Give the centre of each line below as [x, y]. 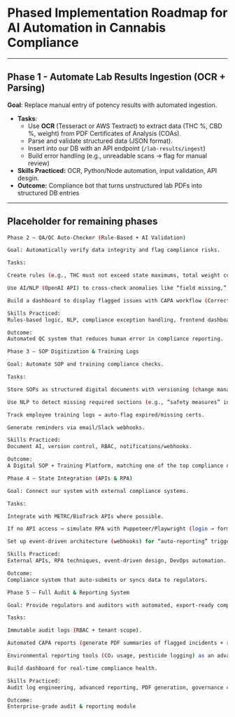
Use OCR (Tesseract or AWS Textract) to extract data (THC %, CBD [125, 126]
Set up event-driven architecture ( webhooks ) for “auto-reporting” [108, 542]
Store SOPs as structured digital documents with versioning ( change [111, 389]
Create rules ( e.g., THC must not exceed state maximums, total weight [114, 276]
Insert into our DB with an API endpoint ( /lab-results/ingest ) [117, 148]
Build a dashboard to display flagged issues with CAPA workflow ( [108, 300]
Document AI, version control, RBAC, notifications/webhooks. [100, 447]
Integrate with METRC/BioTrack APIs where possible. [86, 516]
